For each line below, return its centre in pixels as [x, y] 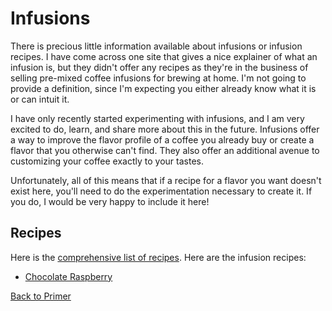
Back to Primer [41, 296]
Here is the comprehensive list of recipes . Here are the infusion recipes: [158, 257]
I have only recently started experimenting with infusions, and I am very [157, 118]
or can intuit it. [40, 99]
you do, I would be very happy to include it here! [110, 201]
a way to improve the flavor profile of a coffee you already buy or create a [162, 139]
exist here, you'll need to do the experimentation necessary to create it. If [161, 191]
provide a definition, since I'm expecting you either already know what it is [163, 88]
